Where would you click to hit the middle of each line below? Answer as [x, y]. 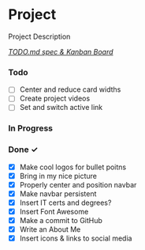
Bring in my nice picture [58, 176]
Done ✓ [23, 150]
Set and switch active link [61, 108]
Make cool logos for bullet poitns [73, 167]
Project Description [39, 36]
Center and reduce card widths [70, 89]
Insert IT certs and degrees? [65, 203]
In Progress [31, 128]
